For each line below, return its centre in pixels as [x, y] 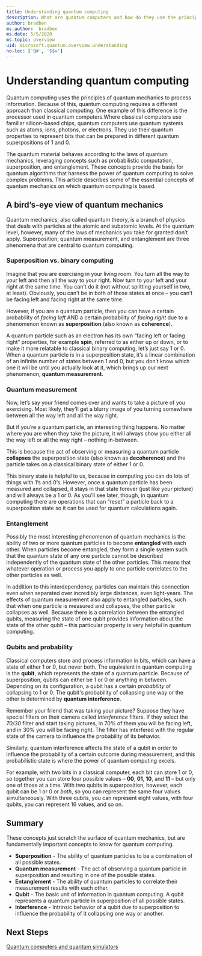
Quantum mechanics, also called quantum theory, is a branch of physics [96, 219]
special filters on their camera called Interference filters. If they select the [97, 717]
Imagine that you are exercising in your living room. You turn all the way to [98, 273]
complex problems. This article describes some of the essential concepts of [100, 180]
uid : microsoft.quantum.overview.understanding [67, 46]
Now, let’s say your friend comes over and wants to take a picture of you [96, 403]
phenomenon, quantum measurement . [55, 373]
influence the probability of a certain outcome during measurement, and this [101, 754]
